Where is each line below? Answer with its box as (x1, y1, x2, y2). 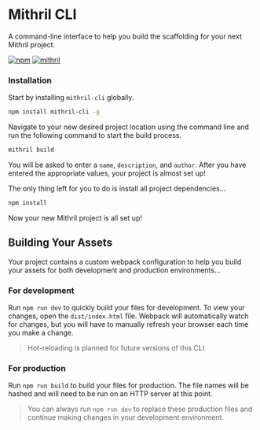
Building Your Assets (8, 236, 112, 250)
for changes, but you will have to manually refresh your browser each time (8, 319, 249, 328)
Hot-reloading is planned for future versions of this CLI (27, 343, 205, 352)
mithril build (8, 146, 55, 154)
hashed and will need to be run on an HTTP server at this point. (8, 389, 214, 398)
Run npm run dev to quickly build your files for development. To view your (8, 302, 245, 312)
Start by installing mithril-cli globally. (8, 93, 134, 102)
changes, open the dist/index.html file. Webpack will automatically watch (8, 311, 249, 321)
